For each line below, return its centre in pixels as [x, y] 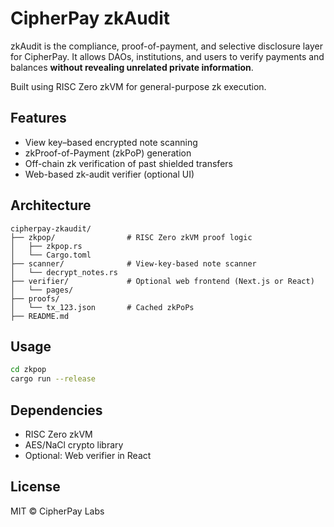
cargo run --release [53, 379]
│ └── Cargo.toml [51, 255]
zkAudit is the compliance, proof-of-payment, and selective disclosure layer [166, 46]
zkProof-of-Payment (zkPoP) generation [108, 153]
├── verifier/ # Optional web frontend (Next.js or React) [162, 281]
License [35, 487]
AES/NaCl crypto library [74, 444]
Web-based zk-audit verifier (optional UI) [109, 174]
